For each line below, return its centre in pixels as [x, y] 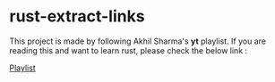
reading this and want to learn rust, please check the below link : [129, 50]
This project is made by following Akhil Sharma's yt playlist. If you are [138, 41]
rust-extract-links [77, 16]
